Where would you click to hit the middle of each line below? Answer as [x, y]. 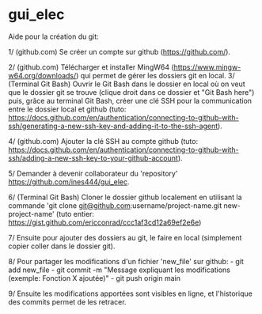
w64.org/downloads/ [42, 75]
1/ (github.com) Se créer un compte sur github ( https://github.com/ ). [120, 51]
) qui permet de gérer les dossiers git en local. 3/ [156, 75]
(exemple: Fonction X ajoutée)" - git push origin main [94, 278]
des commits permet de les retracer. [67, 301]
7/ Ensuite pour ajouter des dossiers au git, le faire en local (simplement [125, 237]
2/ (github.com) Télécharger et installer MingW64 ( [91, 67]
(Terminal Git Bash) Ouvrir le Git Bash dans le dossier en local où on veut [127, 84]
